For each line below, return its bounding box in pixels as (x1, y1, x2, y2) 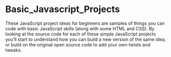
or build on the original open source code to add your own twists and (5, 41, 151, 47)
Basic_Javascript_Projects (5, 4, 120, 15)
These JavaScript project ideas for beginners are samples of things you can (5, 20, 165, 26)
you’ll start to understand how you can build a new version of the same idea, (5, 36, 166, 42)
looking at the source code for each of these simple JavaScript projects (5, 31, 156, 37)
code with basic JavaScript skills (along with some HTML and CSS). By (5, 25, 155, 31)
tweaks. (5, 47, 22, 53)
